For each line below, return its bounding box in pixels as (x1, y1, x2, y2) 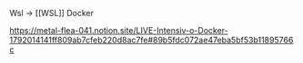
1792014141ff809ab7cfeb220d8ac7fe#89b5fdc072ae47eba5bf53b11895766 (9, 35, 294, 45)
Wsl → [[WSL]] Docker (9, 8, 94, 18)
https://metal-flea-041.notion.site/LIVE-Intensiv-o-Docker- (9, 25, 229, 35)
